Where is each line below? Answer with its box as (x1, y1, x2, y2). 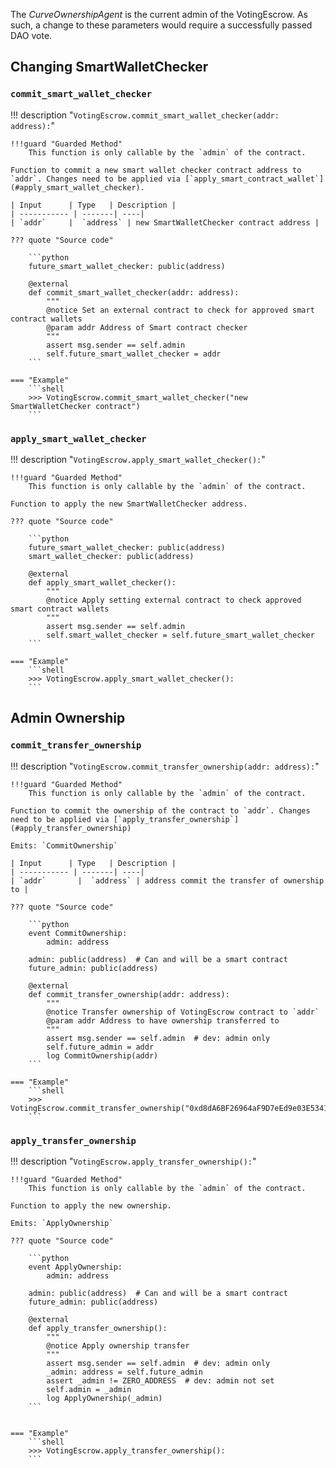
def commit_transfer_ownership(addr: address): (28, 989, 230, 999)
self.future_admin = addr (46, 1042, 155, 1052)
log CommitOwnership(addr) (46, 1050, 159, 1061)
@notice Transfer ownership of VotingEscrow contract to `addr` (46, 1007, 320, 1017)
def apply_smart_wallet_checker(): (28, 577, 177, 588)
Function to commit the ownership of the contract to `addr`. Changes (10, 805, 311, 816)
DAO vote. (10, 30, 53, 41)
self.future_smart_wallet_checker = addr (46, 349, 222, 359)
